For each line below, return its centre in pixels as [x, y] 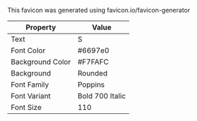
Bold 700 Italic [102, 96]
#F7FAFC [93, 62]
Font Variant [31, 96]
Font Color [28, 50]
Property [41, 27]
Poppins [91, 85]
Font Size [26, 107]
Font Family [30, 85]
